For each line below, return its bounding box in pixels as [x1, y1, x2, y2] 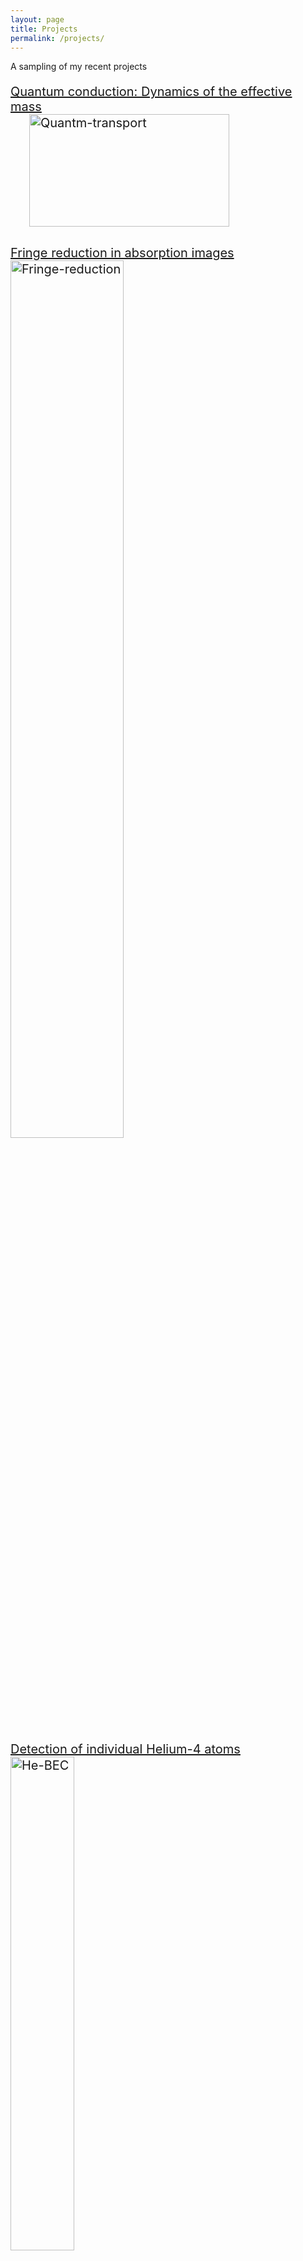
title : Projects [10, 24, 78, 34]
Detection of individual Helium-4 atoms [10, 1741, 241, 1758]
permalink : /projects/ [10, 33, 105, 43]
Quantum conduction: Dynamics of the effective [10, 84, 293, 100]
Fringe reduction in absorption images [10, 245, 235, 261]
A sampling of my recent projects [10, 61, 148, 73]
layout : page [10, 14, 65, 25]
